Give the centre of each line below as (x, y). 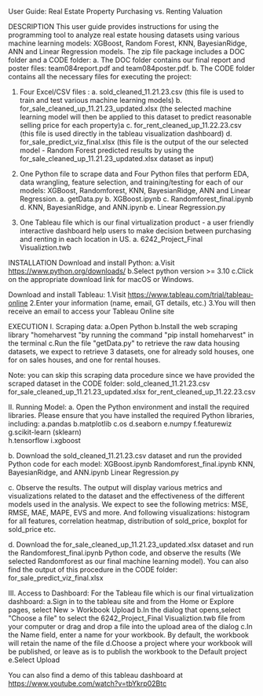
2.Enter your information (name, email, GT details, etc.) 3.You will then (142, 303)
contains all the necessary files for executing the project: (100, 77)
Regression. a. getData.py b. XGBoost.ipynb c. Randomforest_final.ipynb (136, 199)
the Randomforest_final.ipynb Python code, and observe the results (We (124, 553)
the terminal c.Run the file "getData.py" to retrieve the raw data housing (124, 343)
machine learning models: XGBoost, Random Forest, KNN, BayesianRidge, (128, 43)
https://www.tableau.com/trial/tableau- (190, 295)
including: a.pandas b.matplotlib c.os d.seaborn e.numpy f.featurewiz (120, 424)
